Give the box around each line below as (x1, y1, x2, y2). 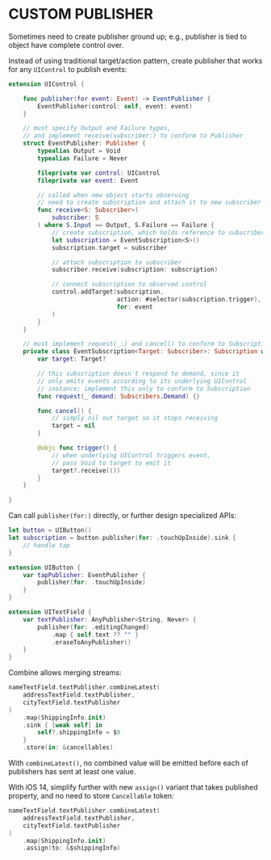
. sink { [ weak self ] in (23, 721, 103, 729)
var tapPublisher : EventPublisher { (23, 571, 147, 579)
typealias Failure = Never (37, 154, 128, 162)
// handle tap (23, 541, 70, 550)
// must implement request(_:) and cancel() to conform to (23, 340, 226, 348)
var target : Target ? (37, 355, 106, 364)
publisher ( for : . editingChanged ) (37, 623, 150, 631)
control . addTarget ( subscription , (51, 288, 164, 296)
